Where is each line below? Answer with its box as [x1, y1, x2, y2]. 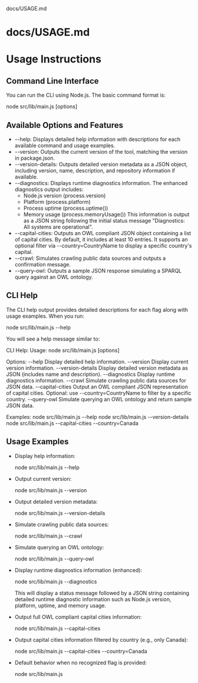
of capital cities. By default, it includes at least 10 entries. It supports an [14, 236, 188, 243]
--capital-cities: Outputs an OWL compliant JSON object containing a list [14, 230, 192, 236]
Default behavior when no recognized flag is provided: [14, 659, 147, 666]
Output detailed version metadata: [14, 498, 98, 505]
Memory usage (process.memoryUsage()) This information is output [23, 211, 190, 217]
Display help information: [14, 452, 75, 459]
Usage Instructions [6, 52, 102, 66]
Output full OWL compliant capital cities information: [14, 613, 142, 621]
